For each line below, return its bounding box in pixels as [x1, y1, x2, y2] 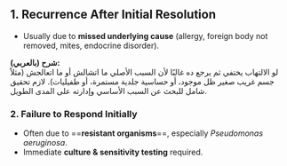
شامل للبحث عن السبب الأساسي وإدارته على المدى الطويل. [10, 85, 207, 96]
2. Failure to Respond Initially [10, 107, 138, 120]
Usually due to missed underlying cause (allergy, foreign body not [22, 30, 268, 41]
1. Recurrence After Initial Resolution [10, 7, 217, 22]
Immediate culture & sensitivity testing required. [22, 146, 203, 158]
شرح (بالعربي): [10, 57, 60, 67]
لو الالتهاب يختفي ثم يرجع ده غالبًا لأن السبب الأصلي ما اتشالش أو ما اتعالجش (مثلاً [10, 67, 279, 77]
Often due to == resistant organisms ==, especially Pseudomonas [22, 128, 264, 138]
